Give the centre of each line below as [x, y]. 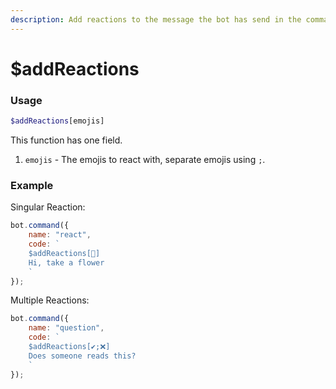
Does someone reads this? [82, 356]
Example [32, 185]
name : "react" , [60, 235]
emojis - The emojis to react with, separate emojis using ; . [145, 159]
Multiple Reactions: [50, 300]
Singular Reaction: [48, 207]
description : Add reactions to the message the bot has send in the [156, 19]
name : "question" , [66, 328]
